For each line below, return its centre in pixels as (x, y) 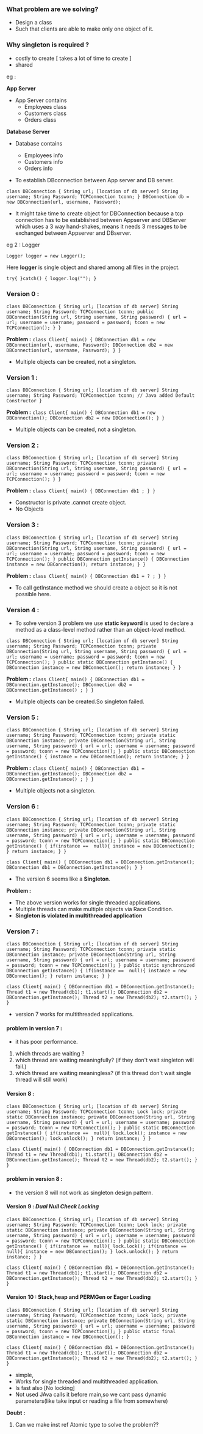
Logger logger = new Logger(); (46, 256)
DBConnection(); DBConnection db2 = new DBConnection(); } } (86, 418)
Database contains (39, 143)
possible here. (33, 594)
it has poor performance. (46, 1042)
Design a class (34, 23)
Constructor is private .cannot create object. (71, 503)
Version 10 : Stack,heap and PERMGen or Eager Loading (79, 1297)
